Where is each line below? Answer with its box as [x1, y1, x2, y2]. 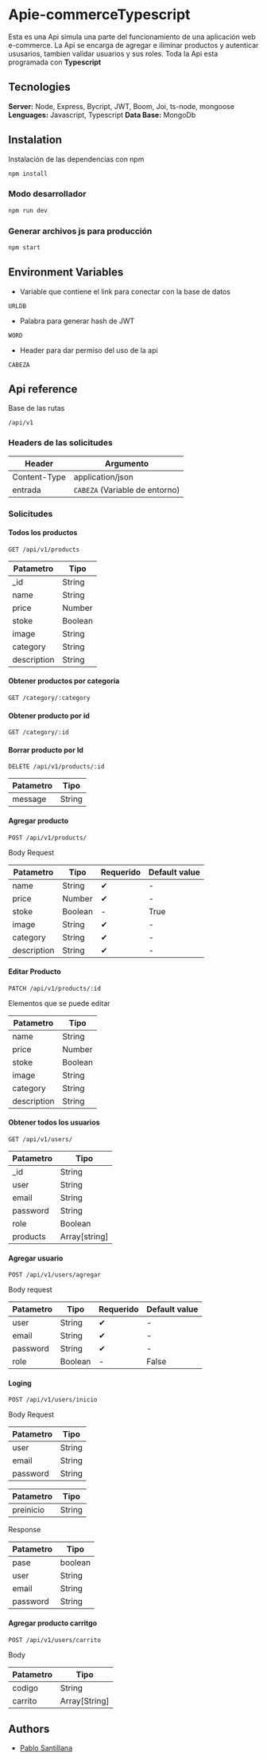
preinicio [12, 1504, 45, 1516]
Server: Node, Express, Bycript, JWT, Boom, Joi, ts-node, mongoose [8, 101, 234, 111]
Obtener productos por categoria [8, 676, 120, 686]
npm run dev [8, 206, 48, 214]
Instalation [8, 133, 62, 147]
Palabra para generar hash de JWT [19, 316, 135, 326]
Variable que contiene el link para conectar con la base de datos [19, 287, 230, 296]
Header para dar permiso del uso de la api [19, 345, 158, 355]
